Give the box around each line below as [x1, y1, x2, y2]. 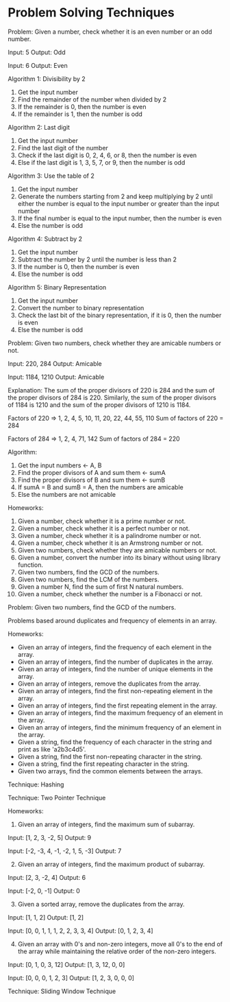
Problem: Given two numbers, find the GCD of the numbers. [8, 603, 177, 611]
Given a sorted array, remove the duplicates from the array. [17, 900, 185, 908]
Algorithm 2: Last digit [8, 123, 71, 131]
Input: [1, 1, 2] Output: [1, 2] [8, 913, 84, 921]
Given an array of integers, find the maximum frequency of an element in [17, 708, 223, 716]
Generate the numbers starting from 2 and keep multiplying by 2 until [17, 192, 213, 200]
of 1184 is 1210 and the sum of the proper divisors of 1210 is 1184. [8, 400, 191, 409]
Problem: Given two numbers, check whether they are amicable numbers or [8, 338, 222, 347]
